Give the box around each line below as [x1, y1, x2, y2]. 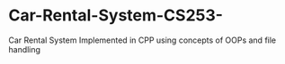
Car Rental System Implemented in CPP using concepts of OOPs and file [8, 35, 277, 45]
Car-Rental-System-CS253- [8, 5, 224, 26]
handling [8, 44, 41, 54]
